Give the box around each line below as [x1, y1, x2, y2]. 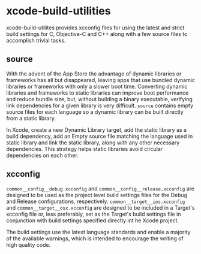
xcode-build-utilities [6, 4, 111, 18]
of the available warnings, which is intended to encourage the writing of [6, 235, 184, 242]
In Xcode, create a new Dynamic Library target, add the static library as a [6, 126, 187, 133]
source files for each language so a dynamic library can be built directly [6, 108, 184, 115]
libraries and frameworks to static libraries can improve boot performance [6, 89, 189, 96]
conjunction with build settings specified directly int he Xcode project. [6, 217, 179, 224]
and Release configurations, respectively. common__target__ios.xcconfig [6, 198, 185, 205]
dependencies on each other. [6, 152, 79, 159]
